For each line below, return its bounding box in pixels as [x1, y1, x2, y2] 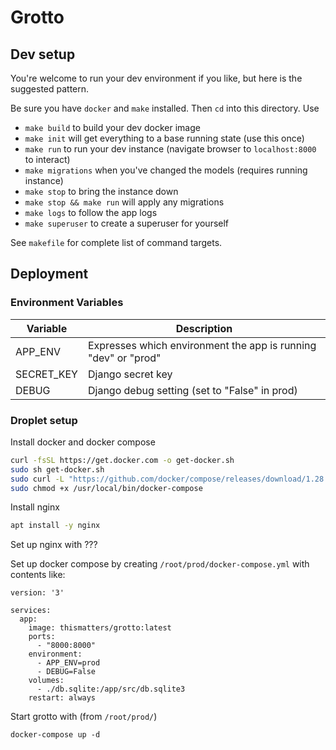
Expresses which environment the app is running [87, 338, 317, 352]
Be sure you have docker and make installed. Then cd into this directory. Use [10, 102, 320, 114]
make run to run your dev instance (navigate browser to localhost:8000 [24, 143, 317, 155]
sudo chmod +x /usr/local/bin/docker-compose [10, 483, 203, 493]
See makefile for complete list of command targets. [10, 237, 223, 248]
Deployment [10, 266, 89, 283]
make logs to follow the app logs [24, 207, 158, 218]
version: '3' [10, 588, 65, 598]
